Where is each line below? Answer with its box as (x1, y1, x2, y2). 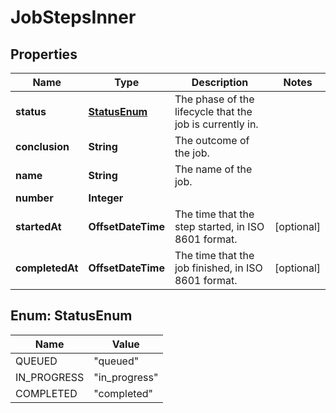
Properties (10, 46, 78, 63)
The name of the (174, 162, 253, 176)
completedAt (15, 261, 79, 275)
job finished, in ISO (174, 261, 263, 275)
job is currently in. (174, 117, 259, 131)
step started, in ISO (174, 220, 265, 233)
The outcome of (174, 134, 250, 147)
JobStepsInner (10, 6, 137, 29)
